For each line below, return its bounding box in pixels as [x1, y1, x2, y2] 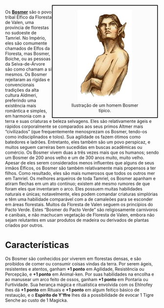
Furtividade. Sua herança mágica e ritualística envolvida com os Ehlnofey [5, 282, 153, 287]
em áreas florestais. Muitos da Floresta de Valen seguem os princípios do [5, 202, 153, 207]
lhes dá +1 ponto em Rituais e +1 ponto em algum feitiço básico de [5, 286, 140, 293]
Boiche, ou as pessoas [5, 56, 51, 62]
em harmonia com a [5, 113, 46, 119]
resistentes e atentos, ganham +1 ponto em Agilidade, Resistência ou [5, 266, 144, 272]
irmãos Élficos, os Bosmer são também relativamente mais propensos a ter [5, 165, 156, 171]
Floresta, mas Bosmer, [5, 51, 50, 56]
